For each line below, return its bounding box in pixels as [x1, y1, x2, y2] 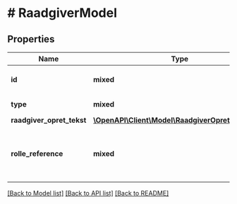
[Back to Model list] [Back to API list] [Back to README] [7, 189, 169, 197]
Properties [7, 33, 55, 45]
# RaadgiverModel [7, 5, 118, 21]
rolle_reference [11, 149, 63, 158]
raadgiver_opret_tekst [11, 115, 87, 125]
